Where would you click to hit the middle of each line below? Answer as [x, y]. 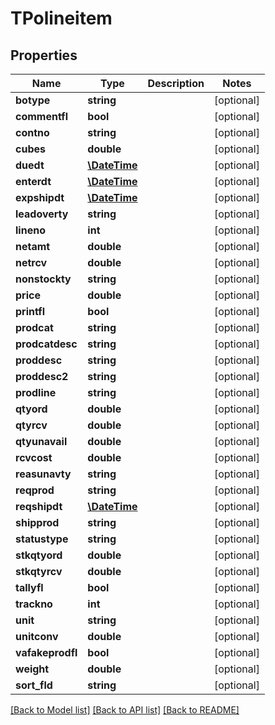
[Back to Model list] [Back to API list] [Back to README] [125, 710]
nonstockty [43, 279]
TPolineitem [61, 18]
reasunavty [43, 474]
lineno [30, 230]
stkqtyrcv [39, 571]
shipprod [37, 522]
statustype [42, 539]
